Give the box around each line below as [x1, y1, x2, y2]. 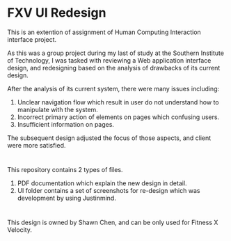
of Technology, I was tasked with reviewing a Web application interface [7, 56, 212, 64]
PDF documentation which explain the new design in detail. [17, 179, 187, 187]
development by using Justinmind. [17, 194, 116, 203]
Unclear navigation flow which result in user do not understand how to [17, 98, 219, 106]
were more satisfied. [7, 141, 66, 149]
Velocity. [7, 226, 33, 234]
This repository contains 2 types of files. [7, 166, 123, 174]
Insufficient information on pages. [17, 120, 115, 128]
